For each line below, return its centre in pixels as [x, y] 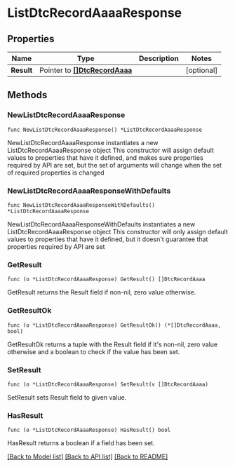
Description [159, 59]
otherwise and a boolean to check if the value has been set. [94, 351]
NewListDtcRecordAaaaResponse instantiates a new [83, 142]
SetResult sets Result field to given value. [67, 397]
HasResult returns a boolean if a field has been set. [81, 443]
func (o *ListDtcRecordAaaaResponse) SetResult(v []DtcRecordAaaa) [108, 384]
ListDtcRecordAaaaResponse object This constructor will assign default [110, 150]
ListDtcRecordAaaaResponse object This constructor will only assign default [117, 231]
